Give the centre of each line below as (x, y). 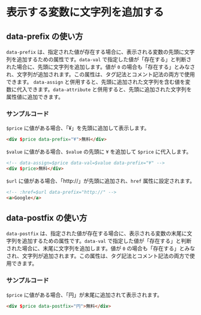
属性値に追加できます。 (35, 97)
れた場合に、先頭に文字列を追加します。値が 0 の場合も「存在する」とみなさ (101, 67)
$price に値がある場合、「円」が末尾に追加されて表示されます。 (85, 295)
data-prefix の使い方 (45, 36)
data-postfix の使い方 (47, 218)
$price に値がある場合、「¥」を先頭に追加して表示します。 (78, 128)
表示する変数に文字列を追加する (85, 12)
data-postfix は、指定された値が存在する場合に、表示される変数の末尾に (97, 233)
